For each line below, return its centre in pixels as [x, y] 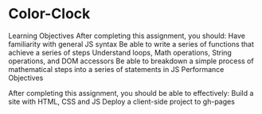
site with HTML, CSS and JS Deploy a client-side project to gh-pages [121, 101]
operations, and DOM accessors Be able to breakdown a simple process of [131, 61]
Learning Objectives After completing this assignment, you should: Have [127, 36]
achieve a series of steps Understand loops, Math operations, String [120, 52]
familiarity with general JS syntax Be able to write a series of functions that [131, 44]
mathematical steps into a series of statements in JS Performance [116, 69]
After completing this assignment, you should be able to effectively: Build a [131, 93]
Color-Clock [49, 14]
